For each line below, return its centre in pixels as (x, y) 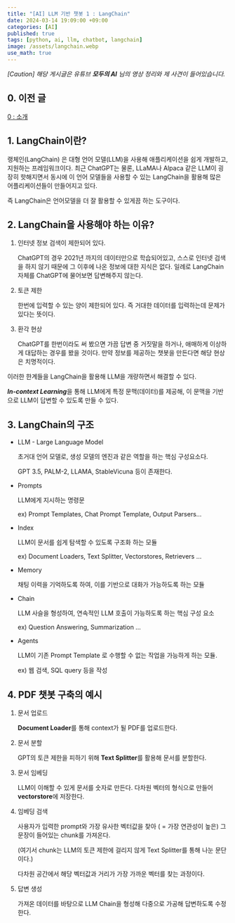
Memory (29, 570)
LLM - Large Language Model (60, 442)
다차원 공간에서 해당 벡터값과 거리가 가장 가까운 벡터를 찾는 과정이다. (111, 874)
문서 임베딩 (33, 772)
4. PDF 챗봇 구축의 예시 (55, 695)
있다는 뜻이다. (36, 314)
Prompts (29, 485)
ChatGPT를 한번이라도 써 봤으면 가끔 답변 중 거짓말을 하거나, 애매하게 (113, 344)
